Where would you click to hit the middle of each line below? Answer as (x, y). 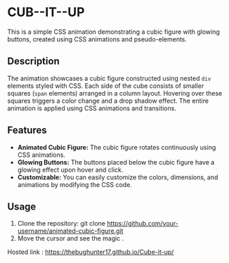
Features (27, 130)
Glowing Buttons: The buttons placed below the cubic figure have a (116, 162)
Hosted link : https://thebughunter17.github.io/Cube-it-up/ (91, 252)
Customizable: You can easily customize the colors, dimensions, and (118, 177)
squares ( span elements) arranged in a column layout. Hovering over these (115, 93)
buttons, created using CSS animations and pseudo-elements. (97, 39)
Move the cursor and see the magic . (71, 238)
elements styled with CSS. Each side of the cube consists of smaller (106, 86)
